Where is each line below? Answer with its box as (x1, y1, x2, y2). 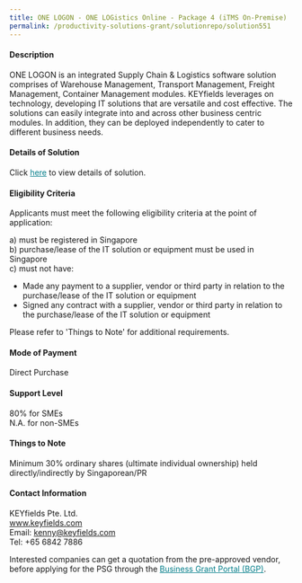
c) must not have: (9, 263, 75, 274)
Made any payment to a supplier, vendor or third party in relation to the (22, 280, 285, 292)
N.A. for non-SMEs (9, 417, 79, 428)
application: (9, 217, 53, 228)
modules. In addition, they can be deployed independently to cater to (9, 117, 265, 128)
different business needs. (9, 127, 103, 137)
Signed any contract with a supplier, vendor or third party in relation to (22, 300, 283, 311)
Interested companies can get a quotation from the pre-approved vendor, (9, 553, 281, 564)
